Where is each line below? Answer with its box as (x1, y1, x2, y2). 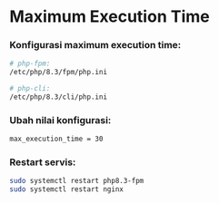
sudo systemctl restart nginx (9, 185, 124, 194)
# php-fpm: (9, 59, 51, 69)
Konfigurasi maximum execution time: (9, 39, 182, 52)
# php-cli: (9, 84, 51, 93)
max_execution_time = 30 (9, 134, 104, 144)
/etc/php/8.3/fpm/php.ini (9, 68, 107, 77)
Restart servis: (9, 156, 76, 169)
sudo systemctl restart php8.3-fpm (9, 177, 144, 186)
